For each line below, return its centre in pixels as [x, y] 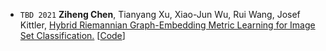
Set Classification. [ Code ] [72, 35]
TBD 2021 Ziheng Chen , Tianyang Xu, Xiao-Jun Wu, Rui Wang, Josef [160, 14]
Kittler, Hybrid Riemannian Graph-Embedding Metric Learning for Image [167, 25]
